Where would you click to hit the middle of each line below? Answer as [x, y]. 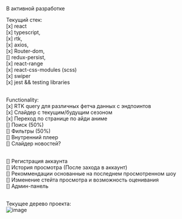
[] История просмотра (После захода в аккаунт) [67, 167]
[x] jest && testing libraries [38, 82]
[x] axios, [17, 45]
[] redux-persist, [26, 57]
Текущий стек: [24, 20]
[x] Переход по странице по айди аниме [57, 119]
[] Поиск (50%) [25, 125]
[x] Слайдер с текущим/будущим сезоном [59, 112]
